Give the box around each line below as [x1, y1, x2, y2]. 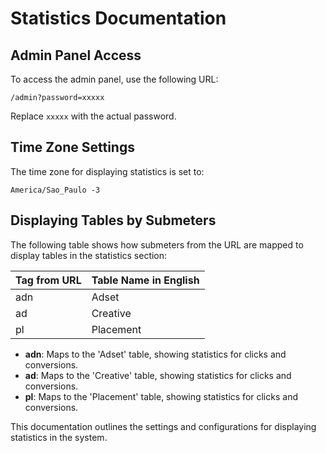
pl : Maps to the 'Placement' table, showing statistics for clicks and [24, 390, 298, 402]
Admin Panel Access [10, 47, 142, 64]
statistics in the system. [10, 431, 108, 443]
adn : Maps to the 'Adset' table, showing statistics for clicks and [24, 348, 287, 360]
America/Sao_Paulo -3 [10, 185, 101, 195]
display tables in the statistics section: [10, 249, 168, 261]
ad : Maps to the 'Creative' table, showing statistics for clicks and [24, 369, 292, 381]
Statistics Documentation [10, 7, 227, 30]
